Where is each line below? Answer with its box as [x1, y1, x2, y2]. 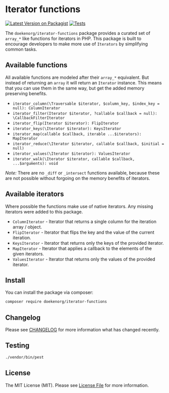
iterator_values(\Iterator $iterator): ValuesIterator [12, 151, 131, 156]
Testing [5, 341, 30, 350]
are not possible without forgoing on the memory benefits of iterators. [5, 175, 150, 181]
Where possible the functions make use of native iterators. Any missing [5, 203, 153, 209]
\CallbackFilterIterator [12, 115, 65, 120]
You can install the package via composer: [5, 289, 93, 295]
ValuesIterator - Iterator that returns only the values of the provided [12, 256, 155, 262]
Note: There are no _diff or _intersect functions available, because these [5, 169, 160, 176]
